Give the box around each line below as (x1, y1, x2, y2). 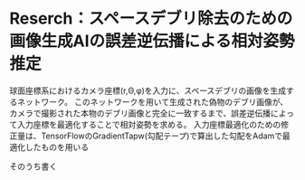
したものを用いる (24, 141, 89, 152)
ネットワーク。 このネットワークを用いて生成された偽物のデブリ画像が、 (16, 96, 289, 107)
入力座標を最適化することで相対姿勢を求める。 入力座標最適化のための (16, 118, 281, 129)
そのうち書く (9, 160, 57, 172)
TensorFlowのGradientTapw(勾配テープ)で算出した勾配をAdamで (40, 130, 283, 141)
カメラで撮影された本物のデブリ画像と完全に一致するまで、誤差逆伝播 (9, 108, 272, 118)
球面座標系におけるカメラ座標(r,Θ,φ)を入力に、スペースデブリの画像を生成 (9, 85, 287, 96)
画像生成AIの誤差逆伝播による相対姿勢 (9, 31, 295, 52)
